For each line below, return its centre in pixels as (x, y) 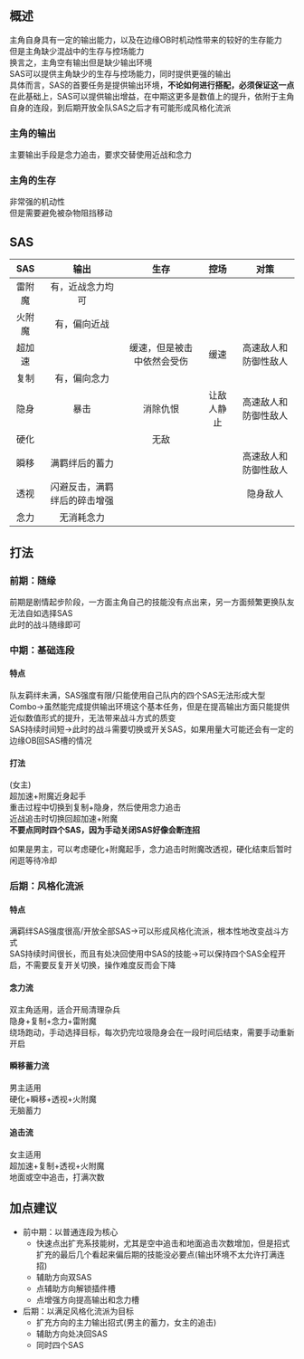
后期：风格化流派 (47, 887)
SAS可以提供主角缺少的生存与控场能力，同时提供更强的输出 (120, 73)
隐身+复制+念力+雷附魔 (53, 1021)
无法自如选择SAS (41, 613)
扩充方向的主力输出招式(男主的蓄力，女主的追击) (126, 1322)
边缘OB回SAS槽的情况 (51, 741)
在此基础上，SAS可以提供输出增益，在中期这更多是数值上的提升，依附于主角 (152, 96)
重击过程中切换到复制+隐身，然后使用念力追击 (95, 807)
